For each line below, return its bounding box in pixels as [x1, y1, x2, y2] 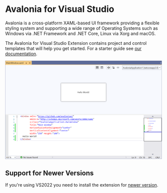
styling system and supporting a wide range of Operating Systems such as [5, 25, 158, 31]
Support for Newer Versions [5, 169, 94, 177]
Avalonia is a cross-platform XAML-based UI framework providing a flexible [5, 20, 160, 26]
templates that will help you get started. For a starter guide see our [5, 45, 142, 51]
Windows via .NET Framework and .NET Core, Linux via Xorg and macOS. [5, 30, 156, 36]
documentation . [5, 51, 38, 57]
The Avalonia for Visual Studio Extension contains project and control [5, 40, 147, 46]
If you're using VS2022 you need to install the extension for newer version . [5, 182, 159, 188]
